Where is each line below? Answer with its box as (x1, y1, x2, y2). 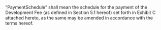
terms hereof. (5, 20, 34, 26)
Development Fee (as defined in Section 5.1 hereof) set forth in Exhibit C (5, 9, 156, 15)
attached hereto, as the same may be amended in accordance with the (5, 15, 153, 20)
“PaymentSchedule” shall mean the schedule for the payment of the (5, 4, 147, 10)
